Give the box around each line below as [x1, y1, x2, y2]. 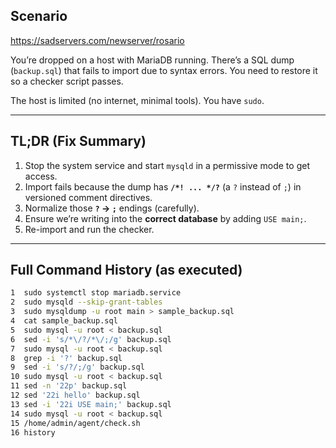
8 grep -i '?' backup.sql [10, 353, 123, 363]
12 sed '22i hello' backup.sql [10, 390, 141, 401]
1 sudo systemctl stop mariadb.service [10, 288, 182, 298]
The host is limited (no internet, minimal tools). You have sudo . [10, 94, 265, 106]
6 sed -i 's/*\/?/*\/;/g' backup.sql [10, 334, 172, 344]
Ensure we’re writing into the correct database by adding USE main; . [24, 212, 307, 224]
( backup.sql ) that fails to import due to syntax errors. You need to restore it [10, 64, 318, 76]
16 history [10, 427, 56, 438]
